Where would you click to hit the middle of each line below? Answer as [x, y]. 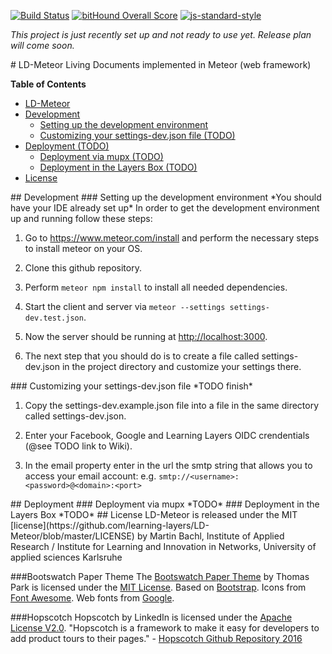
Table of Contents [48, 84]
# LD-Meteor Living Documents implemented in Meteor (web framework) [161, 64]
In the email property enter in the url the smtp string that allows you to [168, 465]
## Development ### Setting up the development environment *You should [166, 197]
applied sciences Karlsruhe [66, 557]
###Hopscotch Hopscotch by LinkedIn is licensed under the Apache [151, 617]
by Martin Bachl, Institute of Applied [210, 536]
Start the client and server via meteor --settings [125, 306]
